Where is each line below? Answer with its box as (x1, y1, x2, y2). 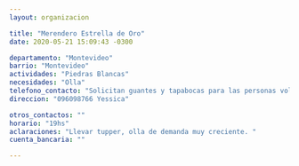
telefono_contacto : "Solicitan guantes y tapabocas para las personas (9, 86, 277, 95)
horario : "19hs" (9, 119, 69, 128)
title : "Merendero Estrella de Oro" (9, 28, 145, 38)
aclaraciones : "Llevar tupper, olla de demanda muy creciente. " (9, 127, 256, 136)
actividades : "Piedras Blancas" (9, 70, 129, 79)
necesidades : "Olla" (9, 78, 86, 87)
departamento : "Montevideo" (9, 53, 114, 62)
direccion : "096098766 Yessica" (9, 94, 129, 103)
